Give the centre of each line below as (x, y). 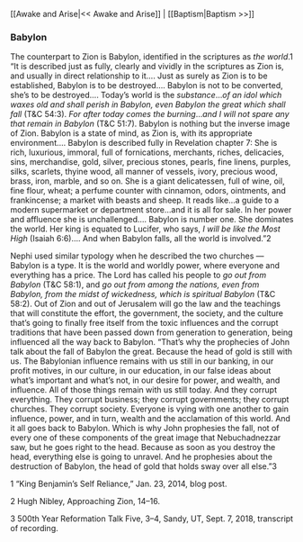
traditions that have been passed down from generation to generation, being (151, 332)
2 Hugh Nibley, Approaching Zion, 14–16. (85, 501)
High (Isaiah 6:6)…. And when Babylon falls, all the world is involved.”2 (141, 239)
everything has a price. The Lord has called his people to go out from (138, 276)
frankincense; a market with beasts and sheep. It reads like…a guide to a (145, 200)
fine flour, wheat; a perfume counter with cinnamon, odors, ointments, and (148, 191)
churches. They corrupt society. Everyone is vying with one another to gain (150, 409)
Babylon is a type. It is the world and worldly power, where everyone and (145, 266)
